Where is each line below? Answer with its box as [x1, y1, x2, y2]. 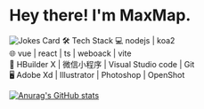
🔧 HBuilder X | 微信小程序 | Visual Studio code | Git [9, 58, 195, 69]
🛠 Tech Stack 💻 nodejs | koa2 [61, 35, 175, 45]
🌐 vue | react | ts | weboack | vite [9, 48, 132, 58]
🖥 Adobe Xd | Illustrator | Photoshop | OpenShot [9, 69, 185, 80]
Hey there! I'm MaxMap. [9, 5, 192, 26]
